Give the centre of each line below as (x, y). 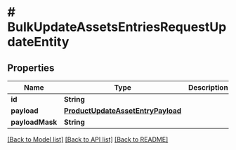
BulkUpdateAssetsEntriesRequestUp (117, 27)
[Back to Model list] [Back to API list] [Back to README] (88, 139)
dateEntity (38, 42)
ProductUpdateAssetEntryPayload (123, 111)
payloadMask (34, 122)
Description (208, 87)
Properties (31, 68)
